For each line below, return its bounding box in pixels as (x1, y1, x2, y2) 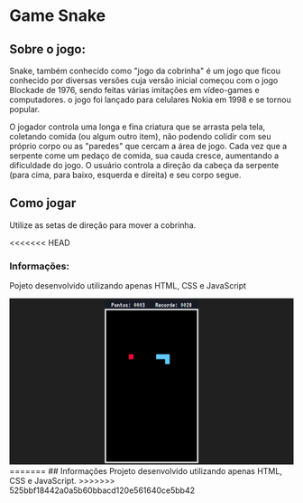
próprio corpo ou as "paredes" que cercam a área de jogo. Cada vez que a (9, 141, 288, 151)
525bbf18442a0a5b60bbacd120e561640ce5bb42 (9, 485, 196, 496)
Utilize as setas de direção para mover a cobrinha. (9, 219, 197, 231)
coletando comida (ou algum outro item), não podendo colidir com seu (9, 131, 271, 141)
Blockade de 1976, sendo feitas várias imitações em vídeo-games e (9, 85, 260, 95)
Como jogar (9, 195, 77, 211)
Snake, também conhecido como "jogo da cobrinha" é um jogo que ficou (9, 65, 281, 76)
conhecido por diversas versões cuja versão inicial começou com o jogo (9, 75, 279, 86)
